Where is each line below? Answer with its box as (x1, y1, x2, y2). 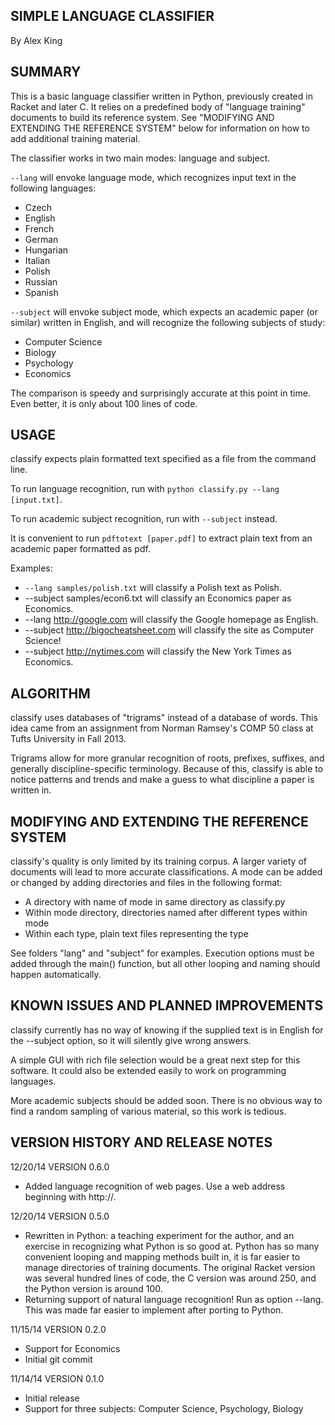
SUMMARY (10, 64, 82, 81)
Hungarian (24, 244, 69, 256)
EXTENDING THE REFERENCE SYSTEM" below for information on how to (10, 122, 310, 134)
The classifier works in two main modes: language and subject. (10, 152, 271, 164)
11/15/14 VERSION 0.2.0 (10, 1323, 107, 1335)
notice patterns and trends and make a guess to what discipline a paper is (10, 774, 315, 786)
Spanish (24, 286, 59, 298)
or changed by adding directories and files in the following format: (10, 877, 283, 889)
